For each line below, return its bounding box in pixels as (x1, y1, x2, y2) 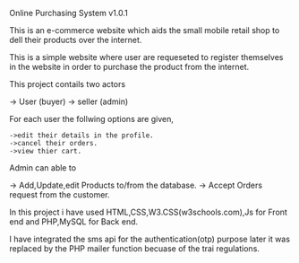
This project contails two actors (9, 79, 126, 89)
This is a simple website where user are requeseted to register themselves (9, 52, 284, 62)
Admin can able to (9, 162, 77, 173)
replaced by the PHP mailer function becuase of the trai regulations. (9, 243, 260, 254)
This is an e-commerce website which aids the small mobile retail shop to (9, 25, 280, 35)
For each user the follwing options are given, (9, 114, 175, 124)
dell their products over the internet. (9, 35, 142, 45)
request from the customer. (9, 189, 110, 200)
